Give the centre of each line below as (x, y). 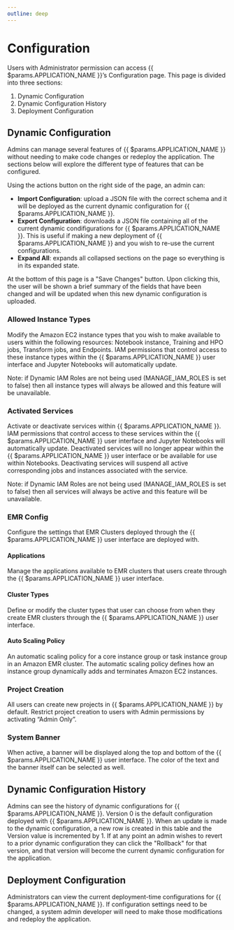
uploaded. (22, 302)
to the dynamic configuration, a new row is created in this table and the (110, 829)
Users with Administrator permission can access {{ (80, 68)
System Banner (34, 737)
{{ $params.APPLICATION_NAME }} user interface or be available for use (112, 455)
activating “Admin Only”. (42, 719)
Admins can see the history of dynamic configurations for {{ (94, 806)
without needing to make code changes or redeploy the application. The (111, 157)
